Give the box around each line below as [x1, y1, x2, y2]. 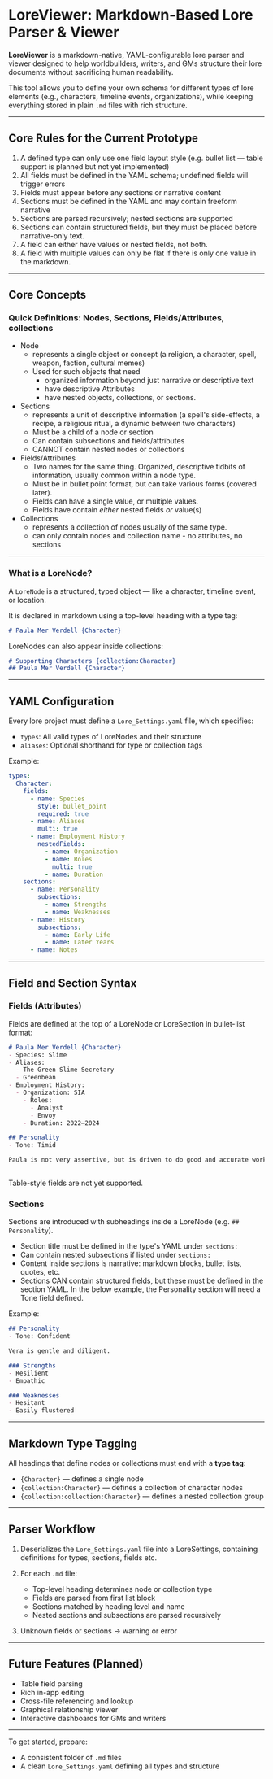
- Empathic [8, 1376, 45, 1384]
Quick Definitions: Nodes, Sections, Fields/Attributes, [8, 312, 225, 324]
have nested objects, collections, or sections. [44, 393, 197, 403]
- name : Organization [44, 848, 118, 856]
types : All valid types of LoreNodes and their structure [19, 732, 201, 742]
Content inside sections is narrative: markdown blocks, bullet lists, [19, 1258, 242, 1268]
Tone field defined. [19, 1293, 84, 1303]
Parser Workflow [8, 1523, 96, 1537]
